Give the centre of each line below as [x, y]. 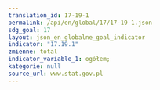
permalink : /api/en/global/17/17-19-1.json [80, 23]
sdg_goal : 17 [29, 30]
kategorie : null [35, 67]
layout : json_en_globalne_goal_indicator [77, 37]
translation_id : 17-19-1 [49, 15]
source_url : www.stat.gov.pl [56, 74]
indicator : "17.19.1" [44, 45]
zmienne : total [33, 52]
